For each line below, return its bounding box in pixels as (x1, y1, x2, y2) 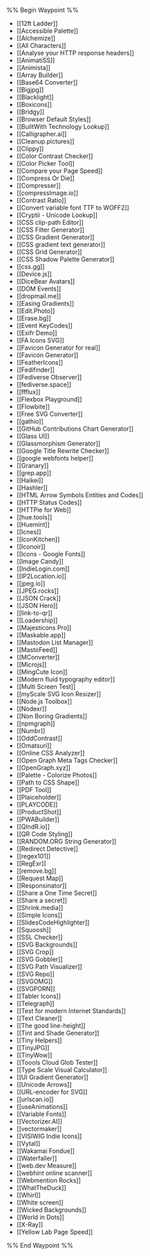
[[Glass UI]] (16, 432, 50, 440)
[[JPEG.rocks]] (16, 587, 59, 595)
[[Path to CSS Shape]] (16, 778, 80, 786)
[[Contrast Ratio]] (16, 196, 66, 204)
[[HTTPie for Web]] (16, 506, 72, 514)
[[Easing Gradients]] (16, 300, 74, 307)
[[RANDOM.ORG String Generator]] (16, 837, 117, 845)
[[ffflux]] (16, 388, 41, 396)
